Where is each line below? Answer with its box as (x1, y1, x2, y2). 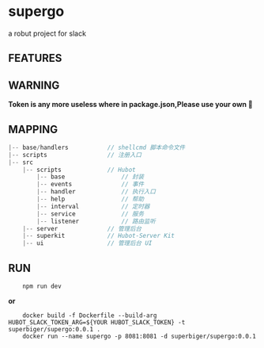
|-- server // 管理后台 (22, 224, 142, 232)
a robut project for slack (8, 29, 87, 38)
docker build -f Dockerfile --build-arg (22, 312, 157, 319)
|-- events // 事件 (36, 181, 145, 189)
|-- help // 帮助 (36, 195, 145, 204)
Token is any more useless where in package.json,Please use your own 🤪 (8, 100, 253, 109)
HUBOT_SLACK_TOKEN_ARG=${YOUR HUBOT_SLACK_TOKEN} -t (8, 319, 186, 327)
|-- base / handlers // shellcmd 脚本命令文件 (8, 143, 186, 151)
